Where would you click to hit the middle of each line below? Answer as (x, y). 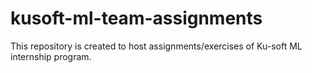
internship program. (51, 56)
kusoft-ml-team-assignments (136, 18)
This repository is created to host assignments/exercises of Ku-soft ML (156, 46)
